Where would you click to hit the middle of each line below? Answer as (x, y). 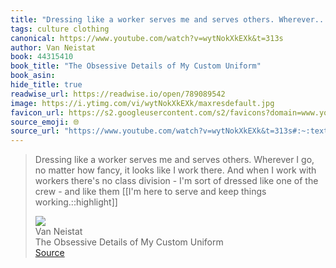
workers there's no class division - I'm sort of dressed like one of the (176, 181)
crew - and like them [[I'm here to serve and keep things (150, 192)
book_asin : (33, 76)
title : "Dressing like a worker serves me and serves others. (142, 19)
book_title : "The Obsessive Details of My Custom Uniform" (136, 66)
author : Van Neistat (53, 47)
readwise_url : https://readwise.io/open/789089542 (118, 94)
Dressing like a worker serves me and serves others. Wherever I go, (174, 160)
